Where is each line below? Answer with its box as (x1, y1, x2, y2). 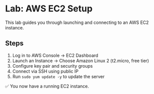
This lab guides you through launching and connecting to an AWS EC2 (5, 19, 149, 25)
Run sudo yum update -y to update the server (12, 73, 105, 80)
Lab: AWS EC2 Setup (5, 3, 93, 14)
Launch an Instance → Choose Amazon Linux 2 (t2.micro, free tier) (12, 58, 149, 64)
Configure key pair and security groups (12, 63, 93, 69)
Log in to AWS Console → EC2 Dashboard (12, 52, 98, 58)
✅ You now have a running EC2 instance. (5, 83, 89, 89)
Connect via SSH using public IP (12, 68, 78, 74)
